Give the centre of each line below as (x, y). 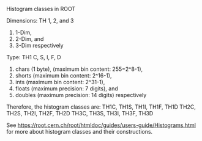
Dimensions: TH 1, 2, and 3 (40, 20)
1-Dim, (23, 32)
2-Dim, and (29, 39)
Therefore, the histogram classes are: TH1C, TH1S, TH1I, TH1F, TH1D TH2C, (101, 107)
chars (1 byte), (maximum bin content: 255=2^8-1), (79, 69)
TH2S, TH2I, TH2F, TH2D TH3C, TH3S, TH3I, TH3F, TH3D (80, 113)
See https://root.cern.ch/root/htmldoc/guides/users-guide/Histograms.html (101, 125)
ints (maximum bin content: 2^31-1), (60, 82)
